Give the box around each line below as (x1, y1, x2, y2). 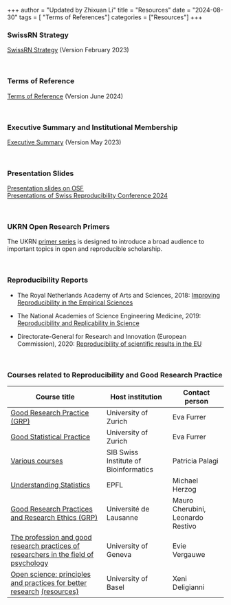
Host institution (110, 392, 163, 401)
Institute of (106, 456, 142, 466)
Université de (106, 505, 150, 514)
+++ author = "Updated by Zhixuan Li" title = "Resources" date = (7, 6, 191, 14)
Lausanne (106, 513, 139, 522)
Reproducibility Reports (7, 275, 88, 285)
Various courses (10, 456, 63, 466)
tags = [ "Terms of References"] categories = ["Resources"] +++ (19, 13, 203, 21)
